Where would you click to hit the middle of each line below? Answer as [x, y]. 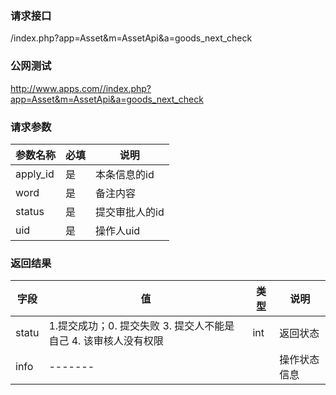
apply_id [35, 174]
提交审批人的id [130, 212]
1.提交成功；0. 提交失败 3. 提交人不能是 [141, 326]
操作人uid [118, 230]
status [30, 211]
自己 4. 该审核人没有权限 [106, 341]
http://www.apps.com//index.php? [81, 88]
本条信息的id [125, 174]
